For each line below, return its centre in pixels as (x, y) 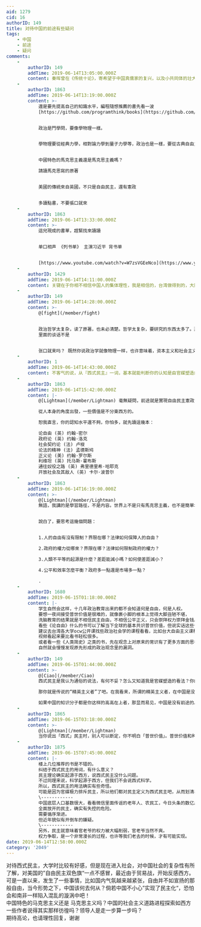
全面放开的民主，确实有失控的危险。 (76, 808)
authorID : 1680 (47, 592)
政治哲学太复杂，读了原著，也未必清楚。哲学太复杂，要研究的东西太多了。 (116, 329)
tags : (13, 34)
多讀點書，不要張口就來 (63, 203)
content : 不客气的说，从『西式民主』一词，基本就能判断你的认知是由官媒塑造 (111, 373)
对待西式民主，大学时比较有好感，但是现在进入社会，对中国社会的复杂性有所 (100, 865)
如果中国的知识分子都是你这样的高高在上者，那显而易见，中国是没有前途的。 (118, 703)
